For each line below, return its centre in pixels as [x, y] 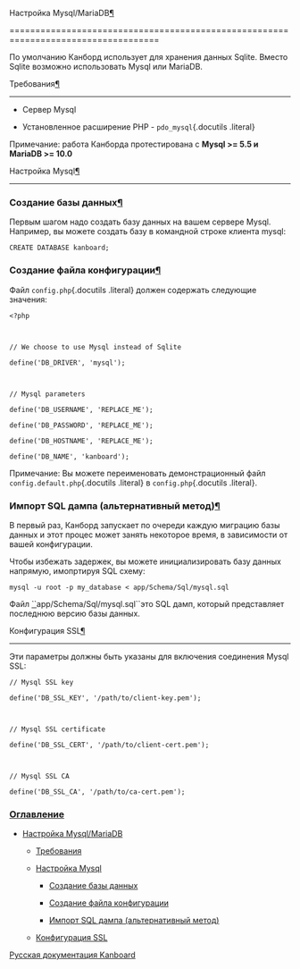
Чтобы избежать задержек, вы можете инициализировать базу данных [145, 561]
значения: [28, 299]
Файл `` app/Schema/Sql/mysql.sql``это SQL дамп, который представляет [147, 603]
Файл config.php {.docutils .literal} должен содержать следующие [133, 290]
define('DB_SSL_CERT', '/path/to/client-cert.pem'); [109, 745]
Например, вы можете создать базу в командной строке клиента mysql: [148, 232]
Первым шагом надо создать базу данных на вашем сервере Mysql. [140, 222]
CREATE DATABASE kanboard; [59, 248]
